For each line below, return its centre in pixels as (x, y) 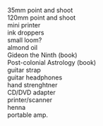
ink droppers (26, 32)
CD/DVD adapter (31, 92)
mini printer (24, 25)
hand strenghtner (32, 85)
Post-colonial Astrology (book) (52, 62)
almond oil (22, 48)
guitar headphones (35, 77)
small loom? (25, 40)
